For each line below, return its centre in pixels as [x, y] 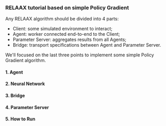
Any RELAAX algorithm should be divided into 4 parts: [62, 19]
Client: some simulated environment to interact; [63, 29]
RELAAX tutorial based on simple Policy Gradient [67, 8]
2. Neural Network [25, 84]
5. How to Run [20, 119]
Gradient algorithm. [26, 60]
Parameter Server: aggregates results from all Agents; [69, 39]
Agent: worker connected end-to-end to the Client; [66, 34]
